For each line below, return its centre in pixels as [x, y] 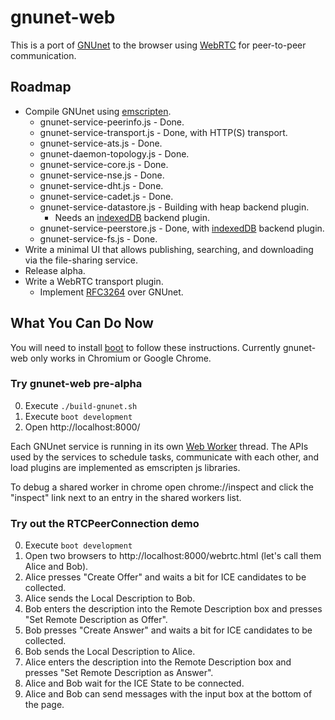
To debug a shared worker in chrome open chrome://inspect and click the [162, 487]
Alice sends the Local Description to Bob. [110, 598]
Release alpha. [55, 270]
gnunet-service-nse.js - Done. [102, 175]
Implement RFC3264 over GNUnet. [111, 292]
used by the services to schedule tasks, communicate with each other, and [164, 457]
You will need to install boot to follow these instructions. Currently [145, 347]
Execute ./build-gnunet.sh [81, 405]
